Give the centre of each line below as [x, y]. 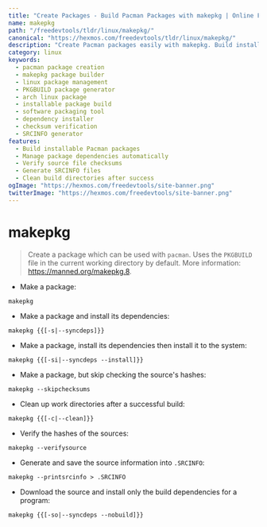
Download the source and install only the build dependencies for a [128, 492]
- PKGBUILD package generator [65, 89]
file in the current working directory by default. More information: [134, 262]
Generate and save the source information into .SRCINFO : [112, 463]
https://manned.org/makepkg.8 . [80, 271]
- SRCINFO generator [49, 134]
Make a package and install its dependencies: [95, 316]
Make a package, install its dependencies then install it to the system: [133, 345]
